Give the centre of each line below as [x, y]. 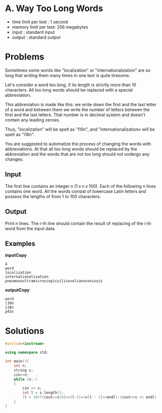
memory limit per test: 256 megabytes [50, 27]
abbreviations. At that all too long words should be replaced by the [71, 149]
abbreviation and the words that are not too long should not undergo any [77, 154]
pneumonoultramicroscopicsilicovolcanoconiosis [54, 281]
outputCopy [17, 290]
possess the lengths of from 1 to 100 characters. [53, 196]
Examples [20, 243]
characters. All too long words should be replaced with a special [69, 90]
